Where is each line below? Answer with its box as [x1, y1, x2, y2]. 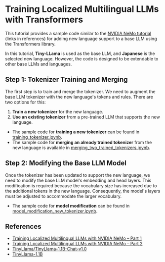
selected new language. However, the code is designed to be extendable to [5, 55, 159, 61]
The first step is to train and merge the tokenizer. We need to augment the [5, 88, 156, 95]
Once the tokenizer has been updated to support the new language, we [5, 172, 150, 178]
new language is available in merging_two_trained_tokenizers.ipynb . [12, 145, 151, 151]
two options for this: [5, 99, 46, 105]
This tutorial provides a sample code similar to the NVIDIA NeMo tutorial [5, 30, 152, 36]
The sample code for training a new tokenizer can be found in [12, 129, 140, 135]
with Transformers [5, 14, 83, 25]
